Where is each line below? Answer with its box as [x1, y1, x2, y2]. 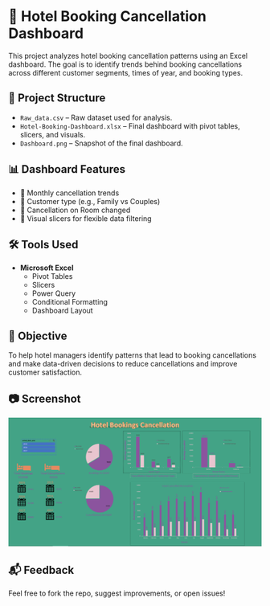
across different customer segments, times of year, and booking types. [8, 68, 243, 77]
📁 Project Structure [8, 92, 106, 105]
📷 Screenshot [8, 391, 82, 405]
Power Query [31, 289, 76, 298]
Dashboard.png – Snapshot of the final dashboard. [19, 138, 183, 148]
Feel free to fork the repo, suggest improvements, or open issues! [8, 588, 226, 598]
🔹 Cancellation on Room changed [19, 205, 131, 215]
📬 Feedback [8, 563, 75, 577]
